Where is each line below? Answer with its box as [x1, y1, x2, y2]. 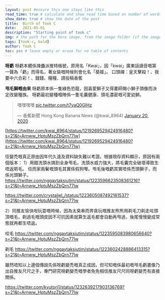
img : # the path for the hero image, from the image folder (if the [5, 35, 148, 40]
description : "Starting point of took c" [5, 30, 91, 35]
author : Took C [5, 44, 36, 49]
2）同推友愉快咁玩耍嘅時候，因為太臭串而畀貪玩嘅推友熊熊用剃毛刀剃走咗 [5, 207, 154, 213]
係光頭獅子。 [5, 172, 31, 178]
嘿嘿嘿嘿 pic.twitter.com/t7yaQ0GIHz [17, 102, 92, 108]
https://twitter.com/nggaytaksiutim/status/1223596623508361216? [5, 177, 140, 183]
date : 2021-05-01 [5, 26, 45, 31]
